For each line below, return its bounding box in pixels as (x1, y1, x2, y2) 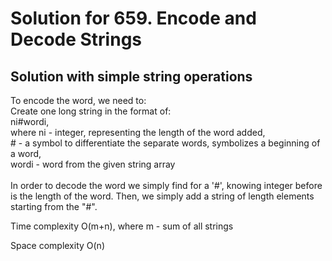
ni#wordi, (10, 116, 50, 127)
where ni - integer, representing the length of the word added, (10, 127, 266, 138)
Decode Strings (10, 28, 143, 51)
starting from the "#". (10, 201, 98, 212)
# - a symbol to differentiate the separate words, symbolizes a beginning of (10, 137, 321, 149)
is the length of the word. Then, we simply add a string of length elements (10, 190, 315, 202)
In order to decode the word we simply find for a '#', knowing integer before (10, 180, 323, 191)
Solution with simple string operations (10, 68, 253, 85)
